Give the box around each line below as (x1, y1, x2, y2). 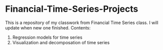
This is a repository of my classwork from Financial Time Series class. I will (5, 20, 159, 25)
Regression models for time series (12, 34, 83, 40)
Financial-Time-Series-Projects (5, 3, 138, 15)
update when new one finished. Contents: (5, 25, 91, 30)
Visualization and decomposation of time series (12, 39, 110, 45)
